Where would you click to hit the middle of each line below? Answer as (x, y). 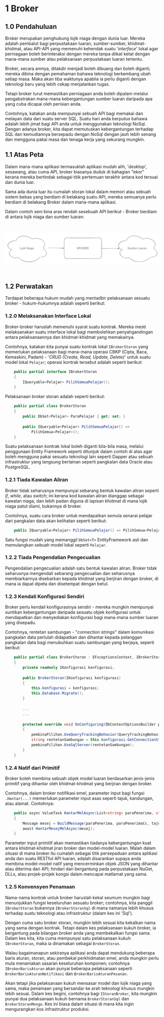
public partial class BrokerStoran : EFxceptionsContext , (74, 657)
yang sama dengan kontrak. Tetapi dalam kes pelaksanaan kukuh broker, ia (81, 928)
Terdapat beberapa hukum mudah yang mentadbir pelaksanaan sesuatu (78, 298)
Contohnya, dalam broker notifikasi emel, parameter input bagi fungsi (75, 793)
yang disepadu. (21, 623)
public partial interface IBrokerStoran (55, 372)
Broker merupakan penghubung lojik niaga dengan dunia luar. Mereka (75, 38)
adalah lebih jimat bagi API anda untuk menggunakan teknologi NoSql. (76, 124)
